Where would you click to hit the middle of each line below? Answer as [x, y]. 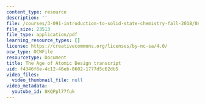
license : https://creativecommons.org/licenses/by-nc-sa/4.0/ [87, 46]
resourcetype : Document [37, 58]
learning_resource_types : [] [43, 40]
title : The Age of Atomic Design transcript [64, 63]
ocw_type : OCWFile [30, 52]
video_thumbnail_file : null [48, 80]
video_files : [23, 75]
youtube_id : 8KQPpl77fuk [43, 92]
